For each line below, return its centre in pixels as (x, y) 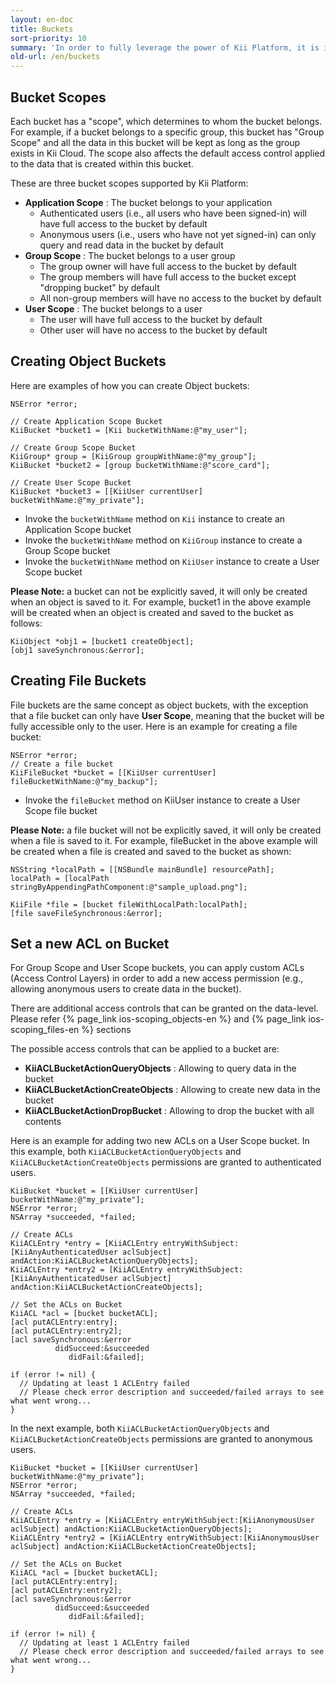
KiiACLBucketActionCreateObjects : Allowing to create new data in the (173, 1090)
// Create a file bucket (62, 764)
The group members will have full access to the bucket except (168, 277)
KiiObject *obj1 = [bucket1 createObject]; (102, 641)
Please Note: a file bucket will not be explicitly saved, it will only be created (166, 830)
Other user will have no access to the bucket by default (153, 330)
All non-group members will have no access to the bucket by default (180, 298)
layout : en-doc (42, 19)
